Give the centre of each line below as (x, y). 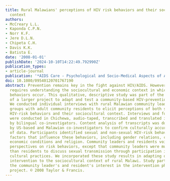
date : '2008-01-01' (26, 57)
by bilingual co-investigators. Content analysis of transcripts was (84, 123)
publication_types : (26, 66)
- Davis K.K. (19, 48)
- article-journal (25, 71)
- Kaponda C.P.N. (24, 29)
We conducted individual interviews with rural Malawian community (82, 104)
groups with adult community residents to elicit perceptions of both (86, 109)
